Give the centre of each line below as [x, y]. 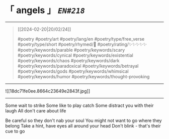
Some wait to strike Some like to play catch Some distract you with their [79, 105]
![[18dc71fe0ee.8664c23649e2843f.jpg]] [48, 91]
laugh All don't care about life [36, 110]
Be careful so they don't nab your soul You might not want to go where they [83, 120]
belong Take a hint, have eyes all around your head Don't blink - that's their [83, 125]
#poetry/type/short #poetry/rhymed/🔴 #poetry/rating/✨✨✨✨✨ [82, 44]
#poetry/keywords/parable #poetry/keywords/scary [71, 50]
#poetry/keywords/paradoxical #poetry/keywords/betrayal [78, 66]
